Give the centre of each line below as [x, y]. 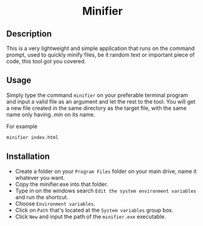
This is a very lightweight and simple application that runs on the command [101, 48]
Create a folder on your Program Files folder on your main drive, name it [106, 171]
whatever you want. [40, 177]
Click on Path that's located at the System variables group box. [94, 210]
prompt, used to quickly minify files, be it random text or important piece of [101, 55]
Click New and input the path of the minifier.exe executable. [91, 216]
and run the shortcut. [42, 197]
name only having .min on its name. [51, 115]
